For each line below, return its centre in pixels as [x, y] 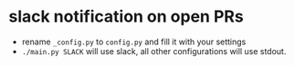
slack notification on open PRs [126, 17]
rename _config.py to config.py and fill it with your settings [134, 42]
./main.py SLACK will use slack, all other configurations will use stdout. [154, 51]
